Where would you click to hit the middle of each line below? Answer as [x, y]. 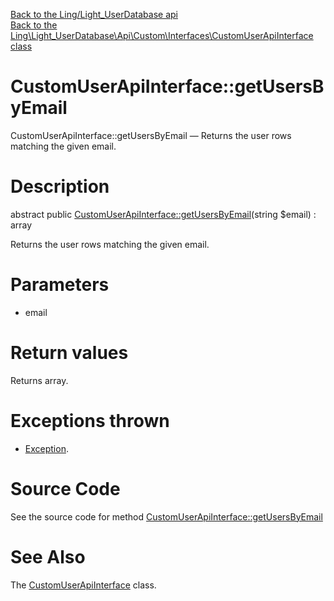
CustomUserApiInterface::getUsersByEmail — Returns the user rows [151, 135]
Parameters [60, 285]
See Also [48, 556]
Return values [69, 353]
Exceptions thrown [90, 420]
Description [60, 186]
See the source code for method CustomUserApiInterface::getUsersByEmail [166, 516]
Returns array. [39, 380]
